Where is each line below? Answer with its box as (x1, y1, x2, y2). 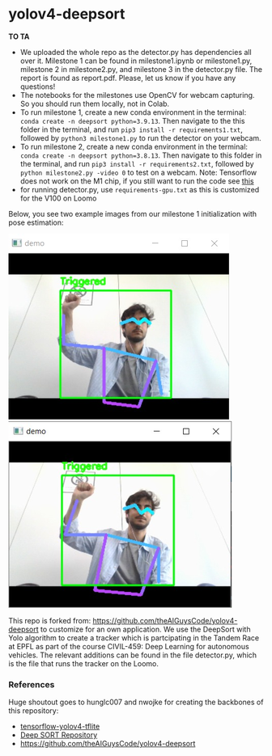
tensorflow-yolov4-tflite (19, 721, 100, 732)
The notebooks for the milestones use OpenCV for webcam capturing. (19, 90, 255, 99)
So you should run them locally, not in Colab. (19, 99, 170, 108)
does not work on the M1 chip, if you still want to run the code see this (19, 175, 254, 186)
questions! (19, 82, 56, 91)
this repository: (8, 706, 59, 716)
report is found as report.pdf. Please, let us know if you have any (19, 73, 236, 82)
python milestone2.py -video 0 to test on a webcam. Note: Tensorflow (19, 167, 257, 177)
